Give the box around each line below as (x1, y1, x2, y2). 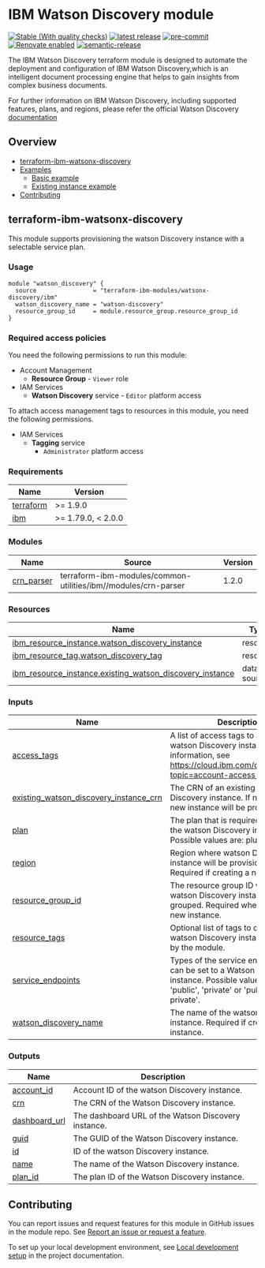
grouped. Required (170, 900, 239, 911)
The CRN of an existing (170, 783, 256, 794)
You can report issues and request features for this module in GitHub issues (8, 1219, 255, 1229)
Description (140, 1071, 186, 1082)
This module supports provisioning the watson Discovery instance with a (8, 234, 244, 243)
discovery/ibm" (8, 294, 58, 301)
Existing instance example (31, 181, 117, 191)
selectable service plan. (8, 242, 86, 252)
